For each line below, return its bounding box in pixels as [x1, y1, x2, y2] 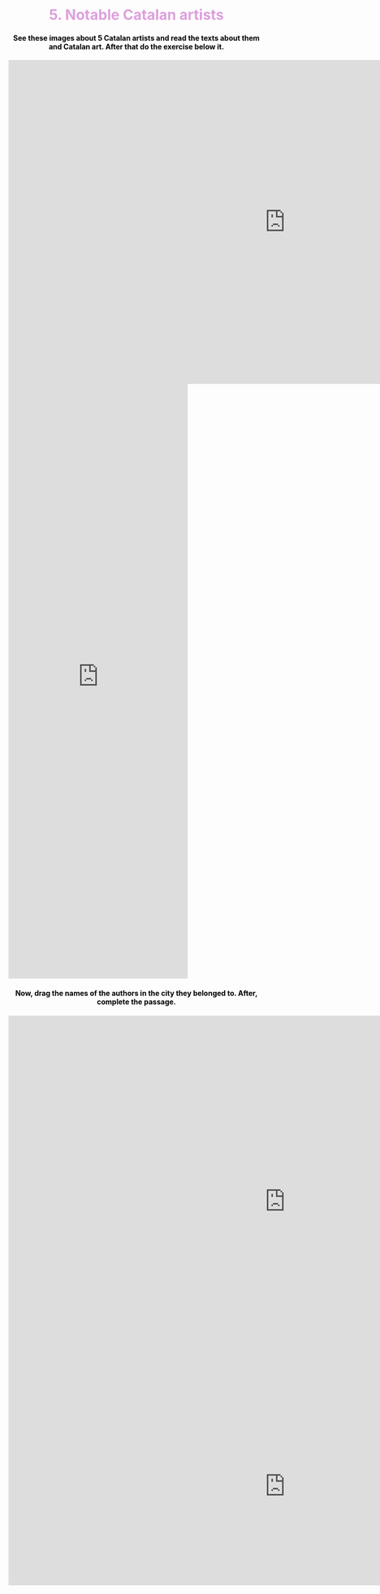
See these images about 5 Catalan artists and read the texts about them [13, 32, 260, 42]
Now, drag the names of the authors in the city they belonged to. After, [15, 988, 258, 998]
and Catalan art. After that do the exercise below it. [48, 41, 225, 51]
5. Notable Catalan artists [48, 6, 225, 24]
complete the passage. [97, 997, 176, 1007]
